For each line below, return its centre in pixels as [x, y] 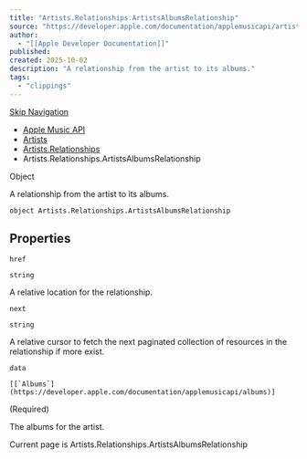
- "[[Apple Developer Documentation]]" [94, 43]
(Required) [30, 409]
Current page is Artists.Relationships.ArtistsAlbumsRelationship [129, 444]
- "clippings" [44, 86]
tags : [20, 78]
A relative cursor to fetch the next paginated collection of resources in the [148, 342]
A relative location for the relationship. [81, 292]
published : [30, 52]
